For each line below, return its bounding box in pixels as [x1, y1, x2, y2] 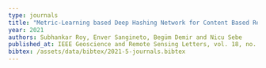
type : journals [8, 11, 59, 20]
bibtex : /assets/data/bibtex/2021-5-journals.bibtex [8, 48, 186, 55]
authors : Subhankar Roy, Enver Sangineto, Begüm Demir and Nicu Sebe [8, 33, 243, 41]
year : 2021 [8, 26, 44, 34]
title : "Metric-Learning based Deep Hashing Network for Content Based [8, 19, 249, 27]
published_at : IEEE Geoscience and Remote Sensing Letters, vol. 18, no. [8, 41, 257, 48]
